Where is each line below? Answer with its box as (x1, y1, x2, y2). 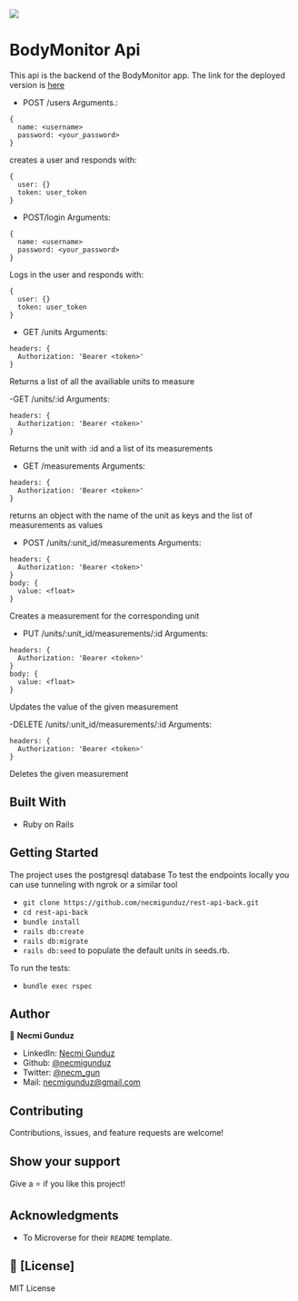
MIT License (9, 1282, 56, 1294)
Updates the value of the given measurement (9, 700, 179, 712)
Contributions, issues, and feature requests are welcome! (9, 1127, 224, 1138)
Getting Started (9, 845, 99, 860)
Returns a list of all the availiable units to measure (9, 375, 195, 386)
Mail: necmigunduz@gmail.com (22, 1077, 141, 1087)
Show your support (9, 1154, 121, 1169)
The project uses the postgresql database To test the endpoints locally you (9, 869, 290, 880)
